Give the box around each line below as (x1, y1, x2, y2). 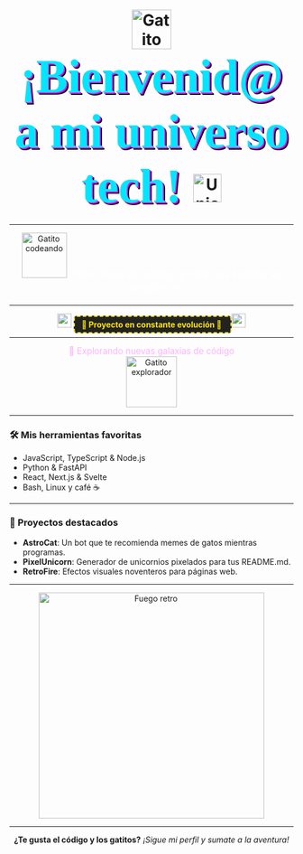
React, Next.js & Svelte (22, 472, 107, 483)
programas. (22, 547, 66, 558)
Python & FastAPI (22, 462, 87, 474)
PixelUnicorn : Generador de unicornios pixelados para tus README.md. (22, 556, 291, 567)
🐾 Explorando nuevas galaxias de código (69, 344, 234, 357)
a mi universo (14, 105, 289, 158)
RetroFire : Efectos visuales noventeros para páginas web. (22, 566, 238, 577)
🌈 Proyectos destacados (9, 516, 119, 529)
